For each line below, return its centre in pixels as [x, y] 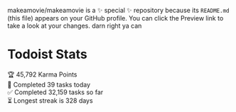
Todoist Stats [47, 54]
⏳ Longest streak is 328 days [50, 100]
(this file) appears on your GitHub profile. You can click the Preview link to [116, 18]
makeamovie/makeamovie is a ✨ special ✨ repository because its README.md [118, 10]
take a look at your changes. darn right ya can [75, 26]
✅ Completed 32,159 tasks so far [55, 92]
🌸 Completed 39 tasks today [49, 84]
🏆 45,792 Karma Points [42, 74]
